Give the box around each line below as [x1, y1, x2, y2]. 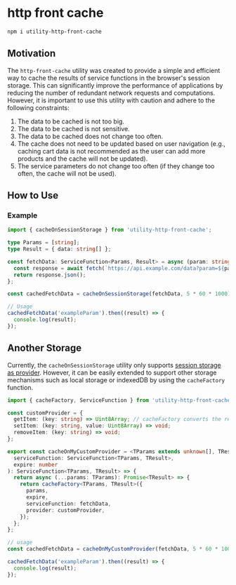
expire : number [13, 461, 58, 468]
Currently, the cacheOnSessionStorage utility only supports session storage [7, 361, 221, 369]
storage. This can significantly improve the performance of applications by [7, 81, 223, 89]
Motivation [7, 48, 56, 60]
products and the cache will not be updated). [17, 154, 148, 163]
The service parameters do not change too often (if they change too [17, 161, 215, 170]
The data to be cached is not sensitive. [17, 124, 130, 133]
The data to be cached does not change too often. [17, 132, 164, 140]
